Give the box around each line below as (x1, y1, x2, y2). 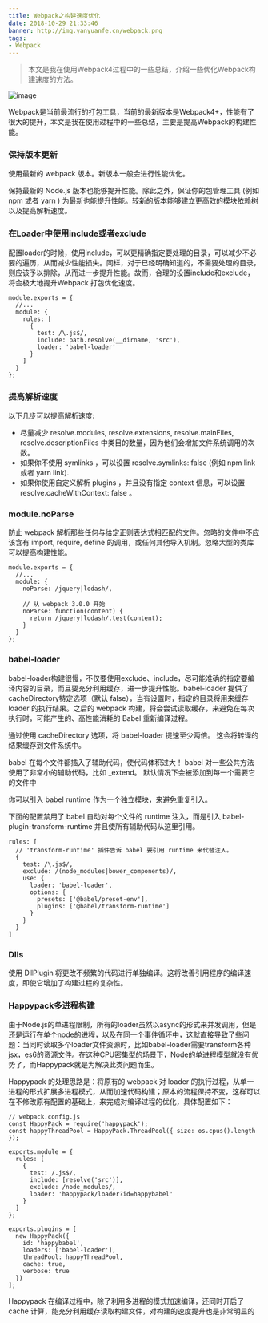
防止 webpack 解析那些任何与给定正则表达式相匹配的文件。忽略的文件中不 (8, 528, 254, 537)
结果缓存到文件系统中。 (8, 740, 86, 750)
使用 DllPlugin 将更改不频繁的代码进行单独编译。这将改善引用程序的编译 (8, 968, 245, 977)
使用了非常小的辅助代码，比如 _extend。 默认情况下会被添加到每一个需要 (8, 767, 249, 777)
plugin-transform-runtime (8, 821, 93, 831)
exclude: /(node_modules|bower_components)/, (22, 867, 178, 875)
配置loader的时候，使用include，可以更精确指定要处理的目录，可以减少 (8, 248, 242, 257)
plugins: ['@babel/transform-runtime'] (37, 902, 170, 910)
